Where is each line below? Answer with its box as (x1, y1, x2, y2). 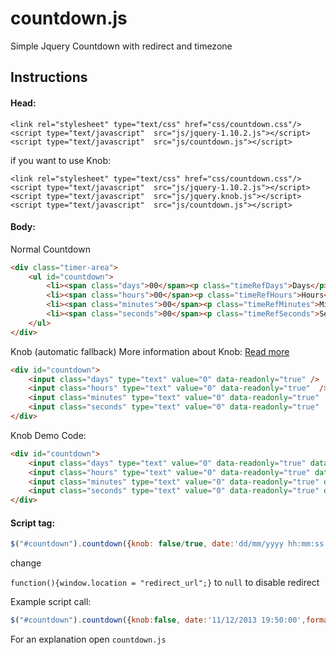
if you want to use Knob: (10, 154, 112, 166)
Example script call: (10, 596, 92, 608)
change (10, 557, 42, 569)
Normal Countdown (10, 243, 91, 255)
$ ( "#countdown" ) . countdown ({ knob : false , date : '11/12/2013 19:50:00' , (10, 615, 307, 626)
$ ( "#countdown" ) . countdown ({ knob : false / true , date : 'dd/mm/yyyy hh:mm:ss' (10, 539, 329, 549)
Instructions (10, 69, 88, 86)
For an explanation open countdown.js (10, 633, 167, 646)
